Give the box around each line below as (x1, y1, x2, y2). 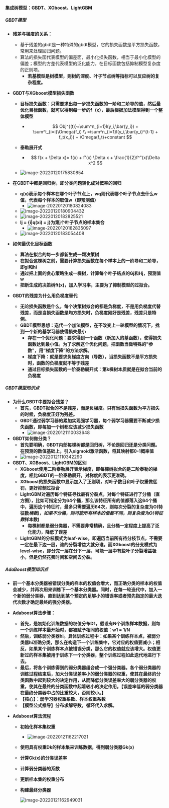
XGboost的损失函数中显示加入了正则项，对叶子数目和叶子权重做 (20, 478, 153, 484)
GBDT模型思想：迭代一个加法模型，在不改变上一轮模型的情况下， (20, 322, 155, 328)
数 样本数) (20, 516, 40, 522)
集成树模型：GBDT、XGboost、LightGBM (5, 5, 93, 11)
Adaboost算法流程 (12, 713, 51, 719)
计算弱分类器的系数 (20, 765, 60, 771)
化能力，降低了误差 (27, 529, 68, 535)
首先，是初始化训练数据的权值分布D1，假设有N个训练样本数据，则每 (20, 620, 160, 626)
